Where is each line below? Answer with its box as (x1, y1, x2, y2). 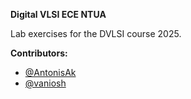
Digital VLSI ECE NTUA (10, 9, 107, 20)
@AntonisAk (24, 67, 77, 78)
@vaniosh (24, 77, 67, 89)
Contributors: (10, 47, 68, 59)
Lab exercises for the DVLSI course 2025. (10, 28, 182, 39)
